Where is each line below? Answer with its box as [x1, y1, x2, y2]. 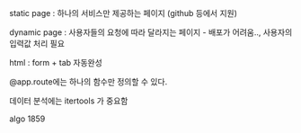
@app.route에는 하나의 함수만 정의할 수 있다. [9, 76, 168, 87]
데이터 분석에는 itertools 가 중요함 [9, 95, 128, 106]
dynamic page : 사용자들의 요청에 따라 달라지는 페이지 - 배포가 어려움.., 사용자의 [9, 27, 293, 38]
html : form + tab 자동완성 [9, 58, 103, 67]
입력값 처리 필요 [9, 39, 66, 49]
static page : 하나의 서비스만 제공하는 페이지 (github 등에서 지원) [9, 8, 238, 18]
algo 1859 [9, 113, 46, 124]
